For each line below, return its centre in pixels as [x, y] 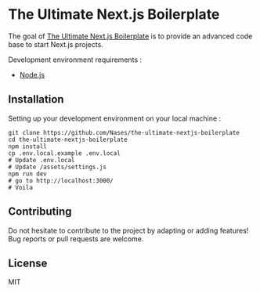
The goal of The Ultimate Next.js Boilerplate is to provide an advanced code [130, 36]
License [28, 263]
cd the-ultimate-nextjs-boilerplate [68, 139]
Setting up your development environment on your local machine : [115, 118]
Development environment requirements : [75, 60]
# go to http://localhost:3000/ [61, 181]
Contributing [40, 212]
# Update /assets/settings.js [58, 167]
